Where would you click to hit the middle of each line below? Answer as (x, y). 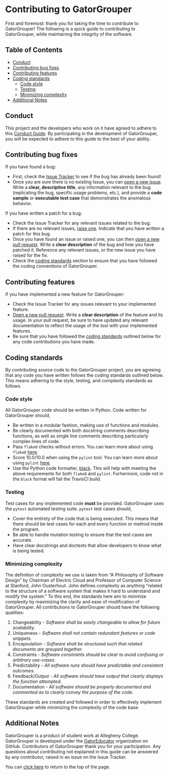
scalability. (24, 627)
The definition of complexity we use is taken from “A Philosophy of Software (84, 575)
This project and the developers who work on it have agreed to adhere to (81, 128)
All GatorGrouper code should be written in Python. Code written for (76, 410)
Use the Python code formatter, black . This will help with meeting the (84, 468)
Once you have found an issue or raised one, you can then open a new (86, 239)
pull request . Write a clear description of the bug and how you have (83, 244)
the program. (26, 529)
